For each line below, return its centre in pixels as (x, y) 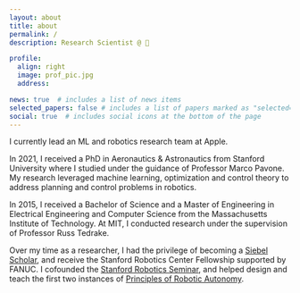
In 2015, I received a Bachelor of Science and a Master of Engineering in (142, 205)
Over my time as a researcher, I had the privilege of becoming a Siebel (139, 250)
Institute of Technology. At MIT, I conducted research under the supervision (149, 223)
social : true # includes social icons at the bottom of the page (135, 116)
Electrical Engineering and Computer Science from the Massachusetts (138, 214)
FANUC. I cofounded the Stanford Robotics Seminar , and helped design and (148, 270)
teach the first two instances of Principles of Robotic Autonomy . (126, 279)
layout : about (36, 17)
